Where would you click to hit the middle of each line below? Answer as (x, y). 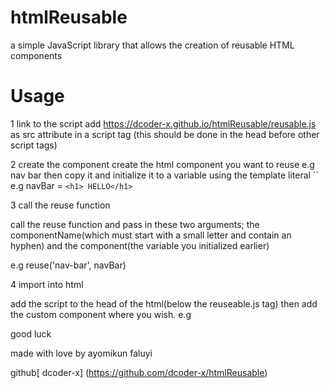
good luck (31, 333)
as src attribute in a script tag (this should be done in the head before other (165, 134)
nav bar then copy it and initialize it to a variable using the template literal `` (164, 175)
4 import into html (47, 284)
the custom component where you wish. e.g (101, 314)
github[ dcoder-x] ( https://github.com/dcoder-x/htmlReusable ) (139, 372)
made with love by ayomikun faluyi (81, 353)
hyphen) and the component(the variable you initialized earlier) (140, 245)
